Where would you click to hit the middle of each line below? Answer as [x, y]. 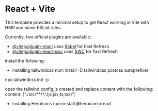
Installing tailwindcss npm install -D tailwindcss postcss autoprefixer [80, 70]
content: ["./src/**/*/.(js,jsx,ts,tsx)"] [40, 94]
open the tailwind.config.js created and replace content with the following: [79, 89]
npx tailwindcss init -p [27, 79]
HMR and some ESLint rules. [33, 27]
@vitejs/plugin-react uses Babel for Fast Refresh [61, 46]
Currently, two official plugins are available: [48, 37]
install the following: [25, 61]
